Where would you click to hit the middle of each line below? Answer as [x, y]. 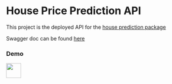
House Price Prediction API [74, 11]
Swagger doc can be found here [46, 38]
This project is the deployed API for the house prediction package [86, 27]
